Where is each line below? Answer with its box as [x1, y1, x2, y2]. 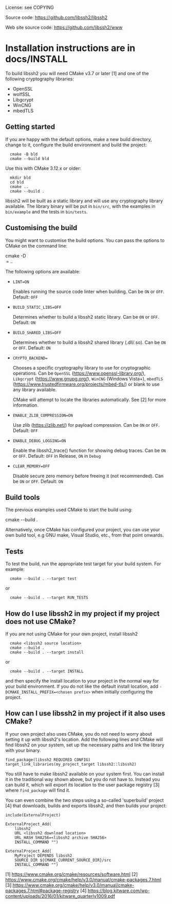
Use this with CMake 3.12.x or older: [5, 165, 81, 171]
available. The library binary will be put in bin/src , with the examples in [5, 203, 156, 209]
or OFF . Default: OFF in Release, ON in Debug [12, 453, 101, 459]
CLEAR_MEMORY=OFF [12, 463, 50, 469]
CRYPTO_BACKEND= [12, 355, 48, 361]
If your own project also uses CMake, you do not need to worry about [5, 731, 152, 737]
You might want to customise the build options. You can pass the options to [5, 237, 165, 244]
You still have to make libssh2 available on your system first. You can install [5, 771, 164, 777]
